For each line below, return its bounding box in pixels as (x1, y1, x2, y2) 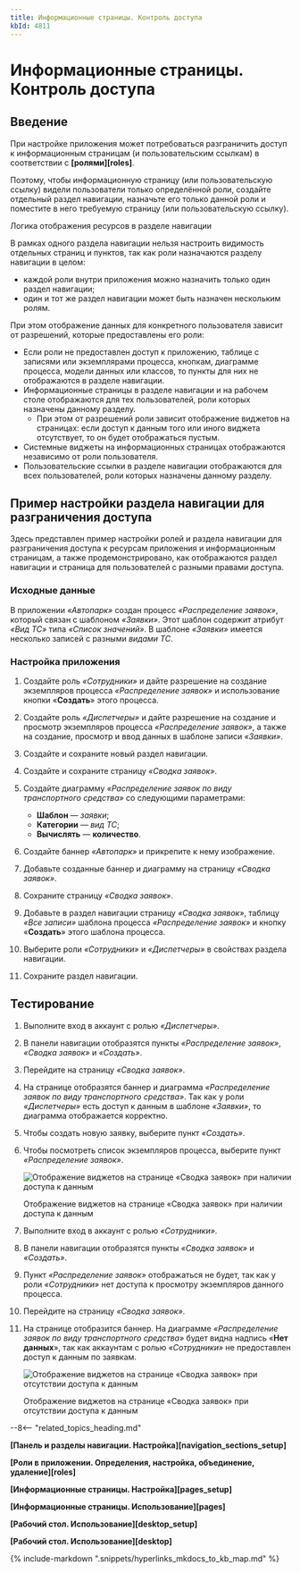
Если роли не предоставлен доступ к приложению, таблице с (22, 346, 260, 357)
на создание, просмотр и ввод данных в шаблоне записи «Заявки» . (22, 730, 284, 742)
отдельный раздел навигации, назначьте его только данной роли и (10, 193, 266, 204)
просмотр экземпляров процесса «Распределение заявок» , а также (22, 721, 287, 732)
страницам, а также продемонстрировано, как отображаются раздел (10, 552, 278, 563)
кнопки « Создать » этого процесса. (22, 694, 159, 705)
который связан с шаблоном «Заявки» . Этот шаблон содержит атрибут (10, 614, 284, 625)
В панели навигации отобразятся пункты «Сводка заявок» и (22, 1242, 254, 1253)
